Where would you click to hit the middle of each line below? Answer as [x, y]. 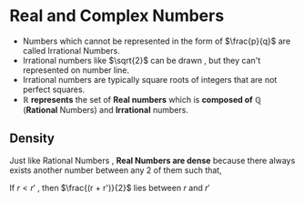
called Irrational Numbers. [71, 50]
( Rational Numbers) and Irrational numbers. [106, 109]
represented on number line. [76, 70]
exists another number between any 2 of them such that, [116, 170]
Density [32, 139]
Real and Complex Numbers [117, 16]
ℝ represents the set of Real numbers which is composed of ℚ [142, 99]
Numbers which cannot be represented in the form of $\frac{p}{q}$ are [157, 41]
